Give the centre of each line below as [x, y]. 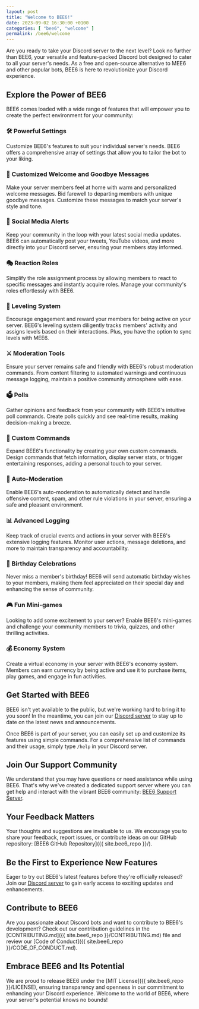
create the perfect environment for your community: [70, 115]
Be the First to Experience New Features [82, 862]
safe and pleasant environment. [45, 504]
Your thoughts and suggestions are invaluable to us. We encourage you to [97, 831]
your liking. [20, 159]
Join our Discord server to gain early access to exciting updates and [90, 883]
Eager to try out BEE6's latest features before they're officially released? [94, 877]
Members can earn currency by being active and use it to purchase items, [97, 670]
